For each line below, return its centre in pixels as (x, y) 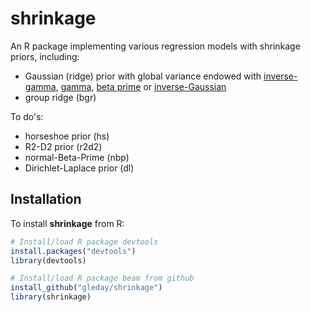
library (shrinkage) (51, 297)
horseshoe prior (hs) (67, 136)
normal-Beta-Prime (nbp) (77, 157)
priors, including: (45, 56)
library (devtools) (48, 260)
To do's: (27, 116)
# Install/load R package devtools (84, 242)
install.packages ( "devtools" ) (73, 251)
